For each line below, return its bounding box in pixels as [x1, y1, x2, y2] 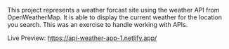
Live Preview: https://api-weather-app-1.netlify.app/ [7, 34, 157, 42]
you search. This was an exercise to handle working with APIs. [7, 21, 188, 28]
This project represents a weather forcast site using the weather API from [7, 6, 220, 14]
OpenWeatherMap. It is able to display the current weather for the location [7, 13, 223, 21]
